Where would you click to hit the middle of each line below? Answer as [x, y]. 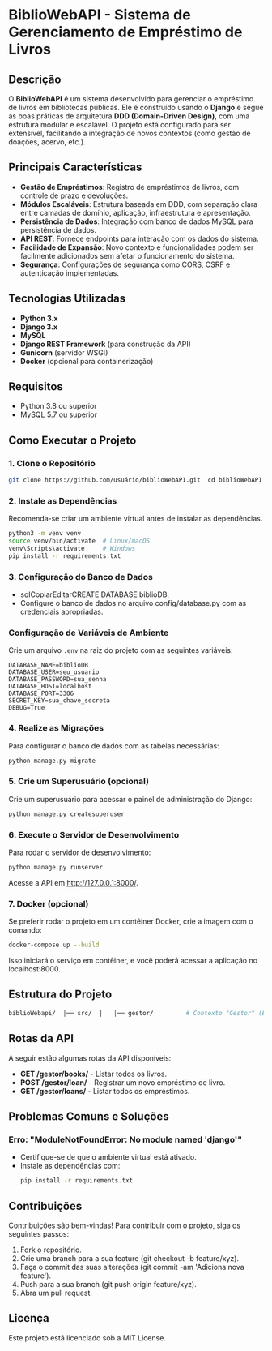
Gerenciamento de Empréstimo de [125, 32]
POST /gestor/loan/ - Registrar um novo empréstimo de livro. [123, 1082]
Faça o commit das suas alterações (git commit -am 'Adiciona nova [132, 1267]
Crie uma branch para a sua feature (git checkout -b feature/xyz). [130, 1258]
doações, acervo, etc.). [47, 142]
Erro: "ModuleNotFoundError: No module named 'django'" [125, 1139]
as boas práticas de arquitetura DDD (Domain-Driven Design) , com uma [129, 116]
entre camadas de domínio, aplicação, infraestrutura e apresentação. [135, 212]
